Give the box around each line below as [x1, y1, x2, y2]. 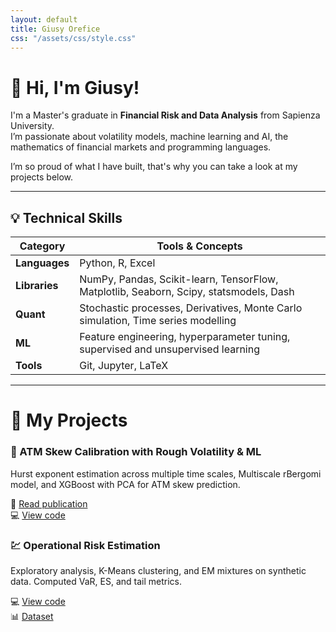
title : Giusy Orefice [10, 24, 101, 34]
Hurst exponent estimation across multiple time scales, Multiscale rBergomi [10, 467, 322, 480]
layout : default [10, 14, 78, 25]
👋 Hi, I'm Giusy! [10, 76, 140, 99]
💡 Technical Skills [10, 209, 123, 226]
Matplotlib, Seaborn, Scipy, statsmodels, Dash [79, 285, 295, 299]
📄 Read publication [10, 497, 88, 510]
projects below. [10, 171, 74, 183]
